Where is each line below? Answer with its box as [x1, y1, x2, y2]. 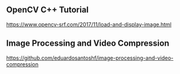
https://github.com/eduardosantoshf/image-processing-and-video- [6, 54, 173, 61]
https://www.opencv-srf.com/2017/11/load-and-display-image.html [6, 20, 172, 28]
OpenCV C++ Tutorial [6, 5, 89, 15]
